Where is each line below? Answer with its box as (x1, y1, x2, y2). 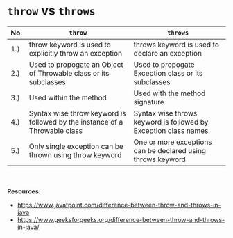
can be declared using (133, 145, 207, 155)
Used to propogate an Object (28, 59, 123, 69)
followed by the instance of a (28, 117, 123, 127)
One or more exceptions (133, 137, 213, 147)
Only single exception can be (28, 141, 123, 151)
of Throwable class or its (28, 68, 110, 78)
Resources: (7, 187, 41, 196)
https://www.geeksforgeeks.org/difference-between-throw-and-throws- (17, 215, 225, 223)
